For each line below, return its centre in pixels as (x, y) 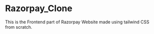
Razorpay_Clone (39, 8)
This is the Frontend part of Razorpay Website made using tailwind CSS (77, 22)
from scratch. (19, 27)
